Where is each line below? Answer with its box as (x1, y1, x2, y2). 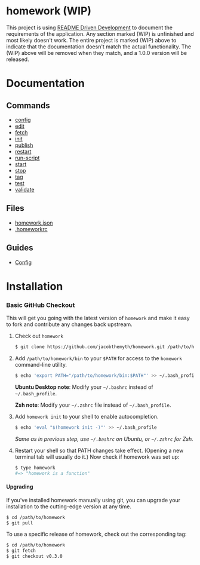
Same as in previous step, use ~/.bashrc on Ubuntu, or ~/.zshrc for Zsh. (14, 435, 194, 443)
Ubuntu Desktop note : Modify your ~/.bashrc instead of (14, 383, 153, 391)
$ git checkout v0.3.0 (6, 554, 63, 560)
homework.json (14, 219, 53, 226)
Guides (6, 243, 34, 253)
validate (14, 186, 35, 193)
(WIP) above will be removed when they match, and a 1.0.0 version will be (6, 49, 187, 56)
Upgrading (6, 483, 33, 490)
